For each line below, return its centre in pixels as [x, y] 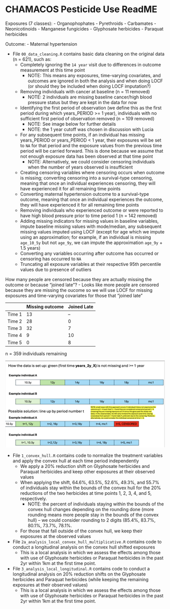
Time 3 [15, 328]
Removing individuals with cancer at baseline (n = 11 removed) [85, 91]
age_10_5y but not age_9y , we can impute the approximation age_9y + [91, 243]
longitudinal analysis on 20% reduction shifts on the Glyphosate [79, 574]
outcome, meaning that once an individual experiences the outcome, [92, 199]
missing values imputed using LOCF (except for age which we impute [92, 231]
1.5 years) [30, 248]
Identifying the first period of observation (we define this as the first [91, 108]
